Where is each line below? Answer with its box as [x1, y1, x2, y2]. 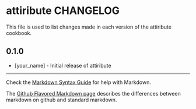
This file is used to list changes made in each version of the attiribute [6, 23, 172, 30]
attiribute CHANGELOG [6, 4, 120, 17]
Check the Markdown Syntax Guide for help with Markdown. [6, 79, 152, 86]
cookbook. [6, 29, 32, 36]
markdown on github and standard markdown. [6, 96, 117, 103]
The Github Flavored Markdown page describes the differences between [6, 90, 181, 97]
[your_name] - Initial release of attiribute [14, 62, 112, 69]
